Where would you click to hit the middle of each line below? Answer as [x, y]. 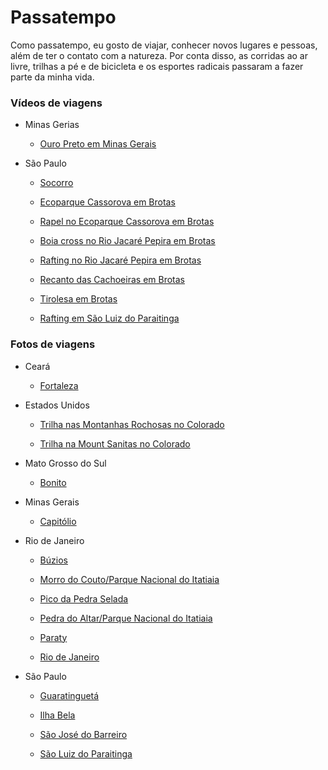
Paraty [53, 637]
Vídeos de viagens [56, 103]
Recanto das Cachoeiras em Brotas [112, 280]
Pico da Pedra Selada [84, 598]
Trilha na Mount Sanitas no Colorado [115, 443]
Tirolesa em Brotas [78, 299]
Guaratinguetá [69, 695]
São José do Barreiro [83, 734]
